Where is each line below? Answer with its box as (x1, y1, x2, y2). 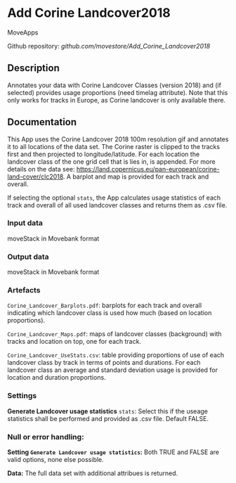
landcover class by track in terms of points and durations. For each (7, 359, 202, 367)
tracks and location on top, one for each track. (7, 337, 142, 346)
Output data (7, 252, 49, 262)
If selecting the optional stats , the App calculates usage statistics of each (7, 193, 221, 202)
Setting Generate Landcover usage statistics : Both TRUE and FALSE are (7, 448, 220, 456)
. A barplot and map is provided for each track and (63, 172, 209, 181)
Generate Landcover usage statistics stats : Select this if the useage (7, 406, 209, 416)
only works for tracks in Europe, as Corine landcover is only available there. (7, 96, 226, 104)
